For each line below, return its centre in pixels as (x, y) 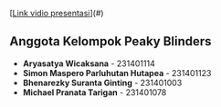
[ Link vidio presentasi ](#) (57, 13)
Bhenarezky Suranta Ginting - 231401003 (102, 83)
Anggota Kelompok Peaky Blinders (110, 41)
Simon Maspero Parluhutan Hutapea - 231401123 (117, 73)
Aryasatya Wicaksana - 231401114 (89, 63)
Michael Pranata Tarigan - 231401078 (95, 92)
